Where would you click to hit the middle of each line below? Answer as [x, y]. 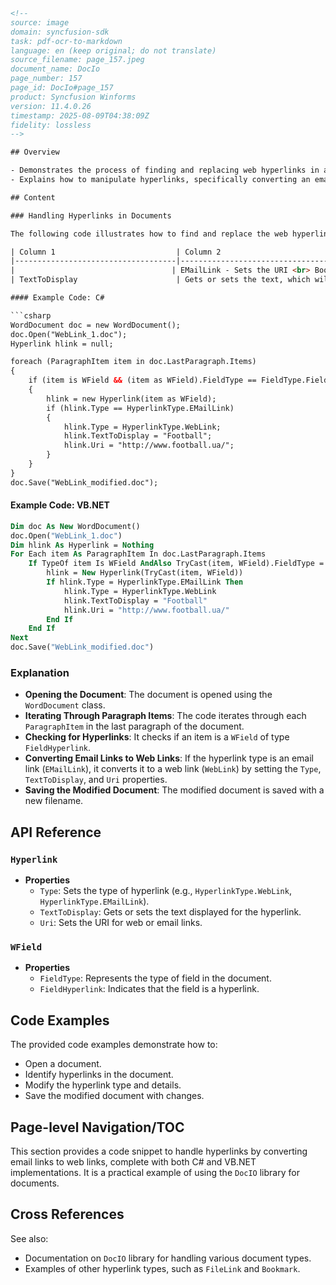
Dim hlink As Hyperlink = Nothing [82, 545]
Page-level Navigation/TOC [97, 1127]
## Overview [35, 152]
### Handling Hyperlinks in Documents [91, 215]
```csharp [31, 315]
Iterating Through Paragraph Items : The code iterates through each [165, 716]
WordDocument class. [65, 705]
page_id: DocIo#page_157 [62, 88]
